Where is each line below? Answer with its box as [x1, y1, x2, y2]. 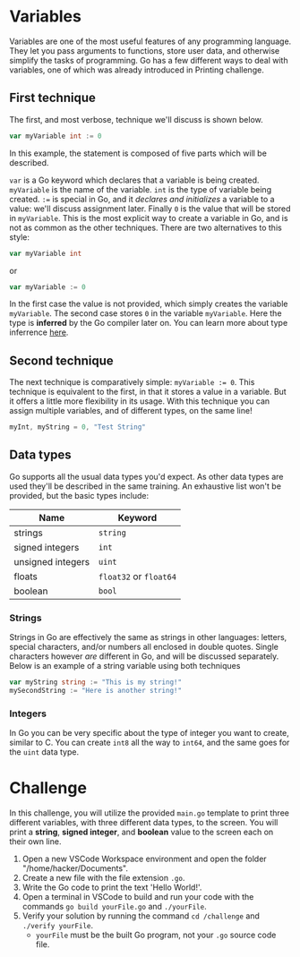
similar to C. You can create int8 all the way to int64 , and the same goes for [9, 737, 290, 748]
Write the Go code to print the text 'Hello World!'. [21, 882, 202, 893]
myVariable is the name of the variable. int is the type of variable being [9, 184, 271, 194]
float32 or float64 [98, 570, 177, 583]
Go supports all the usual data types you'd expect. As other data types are [9, 471, 284, 482]
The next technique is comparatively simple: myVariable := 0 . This [9, 377, 255, 388]
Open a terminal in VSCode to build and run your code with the [21, 892, 254, 902]
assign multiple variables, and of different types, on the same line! [9, 406, 253, 416]
